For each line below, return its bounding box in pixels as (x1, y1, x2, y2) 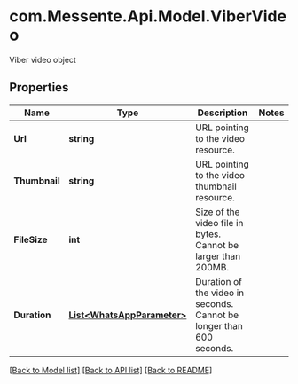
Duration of (194, 275, 242, 287)
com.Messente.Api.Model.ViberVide (9, 6, 286, 27)
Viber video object (9, 54, 77, 65)
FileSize (13, 233, 48, 246)
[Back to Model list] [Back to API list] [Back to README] (9, 364, 213, 375)
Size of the (194, 206, 240, 218)
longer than (194, 319, 244, 332)
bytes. (194, 228, 222, 240)
